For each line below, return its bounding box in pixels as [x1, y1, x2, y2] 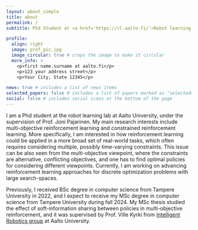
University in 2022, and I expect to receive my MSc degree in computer [6, 192, 180, 199]
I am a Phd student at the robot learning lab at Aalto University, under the [6, 111, 184, 119]
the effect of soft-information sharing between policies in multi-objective [6, 205, 183, 212]
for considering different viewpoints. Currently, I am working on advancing [6, 162, 187, 169]
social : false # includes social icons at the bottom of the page [6, 96, 173, 102]
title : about [6, 14, 38, 20]
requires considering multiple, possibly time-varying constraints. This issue [6, 143, 189, 150]
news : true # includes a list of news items [6, 85, 117, 91]
